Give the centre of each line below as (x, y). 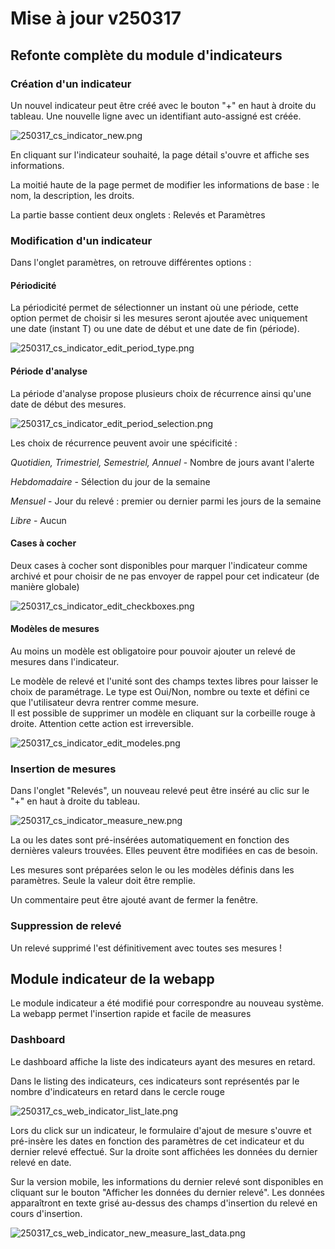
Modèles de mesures (55, 629)
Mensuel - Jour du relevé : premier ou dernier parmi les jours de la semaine (166, 501)
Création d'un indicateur (71, 84)
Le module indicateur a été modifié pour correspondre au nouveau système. (167, 1003)
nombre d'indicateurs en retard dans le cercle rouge (117, 1091)
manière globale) (45, 586)
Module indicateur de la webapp (112, 978)
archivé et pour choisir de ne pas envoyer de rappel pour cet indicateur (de (165, 576)
